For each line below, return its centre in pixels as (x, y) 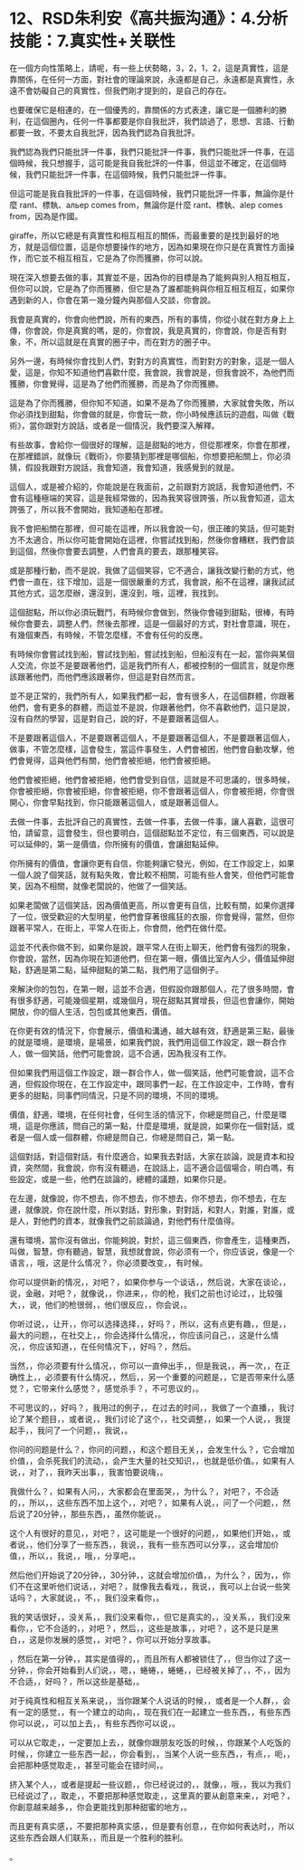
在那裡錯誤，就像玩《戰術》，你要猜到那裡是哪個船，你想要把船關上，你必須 (150, 456)
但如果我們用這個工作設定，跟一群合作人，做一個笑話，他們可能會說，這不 (148, 1073)
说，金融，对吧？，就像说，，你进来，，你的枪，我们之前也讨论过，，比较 (142, 1293)
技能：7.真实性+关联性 (93, 41)
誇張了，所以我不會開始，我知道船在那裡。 (89, 509)
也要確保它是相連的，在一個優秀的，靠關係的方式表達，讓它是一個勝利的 (144, 110)
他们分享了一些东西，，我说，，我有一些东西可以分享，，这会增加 (154, 1544)
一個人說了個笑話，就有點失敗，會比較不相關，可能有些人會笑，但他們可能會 (152, 874)
